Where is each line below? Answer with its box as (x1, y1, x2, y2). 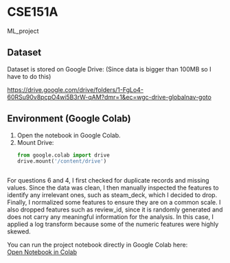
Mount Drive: (16, 138, 54, 146)
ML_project (7, 27, 39, 35)
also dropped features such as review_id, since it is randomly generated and (7, 205, 223, 214)
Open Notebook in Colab (7, 248, 78, 256)
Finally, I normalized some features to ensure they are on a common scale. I (7, 198, 221, 207)
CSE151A (7, 4, 58, 20)
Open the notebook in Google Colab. (16, 131, 122, 139)
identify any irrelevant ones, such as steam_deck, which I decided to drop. (7, 191, 218, 199)
